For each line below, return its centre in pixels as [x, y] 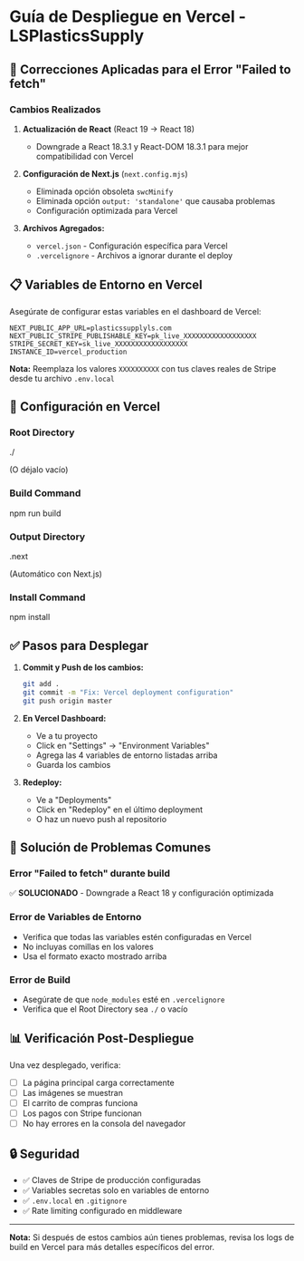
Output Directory [47, 537]
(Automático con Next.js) [56, 574]
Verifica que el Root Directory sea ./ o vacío [105, 1009]
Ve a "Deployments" [74, 800]
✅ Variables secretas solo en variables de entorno [116, 1190]
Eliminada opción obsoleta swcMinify [104, 191]
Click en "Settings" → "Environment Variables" [123, 745]
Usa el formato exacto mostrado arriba [95, 956]
